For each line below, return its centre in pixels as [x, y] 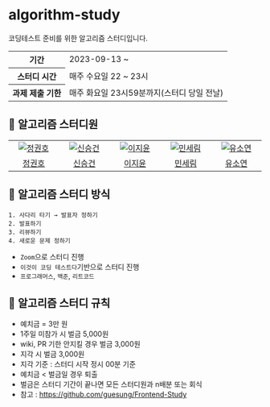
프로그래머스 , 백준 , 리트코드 [57, 276]
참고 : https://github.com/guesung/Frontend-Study [103, 395]
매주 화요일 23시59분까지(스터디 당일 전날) [146, 93]
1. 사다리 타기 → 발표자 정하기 [53, 215]
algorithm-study [64, 15]
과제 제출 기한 [37, 93]
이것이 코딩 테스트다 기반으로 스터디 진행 [80, 267]
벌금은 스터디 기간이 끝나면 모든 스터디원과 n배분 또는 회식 [111, 384]
